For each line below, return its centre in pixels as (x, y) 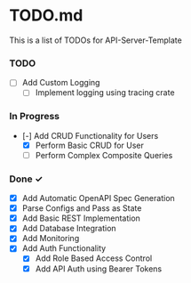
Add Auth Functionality (64, 248)
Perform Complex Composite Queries (104, 155)
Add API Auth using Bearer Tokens (99, 269)
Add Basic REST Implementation (81, 218)
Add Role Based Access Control (94, 258)
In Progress (35, 117)
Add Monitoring (51, 239)
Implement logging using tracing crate (105, 93)
